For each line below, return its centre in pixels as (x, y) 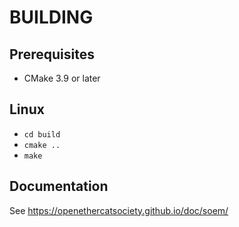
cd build (42, 134)
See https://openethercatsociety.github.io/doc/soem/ (119, 210)
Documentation (59, 186)
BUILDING (51, 17)
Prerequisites (52, 54)
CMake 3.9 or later (62, 78)
